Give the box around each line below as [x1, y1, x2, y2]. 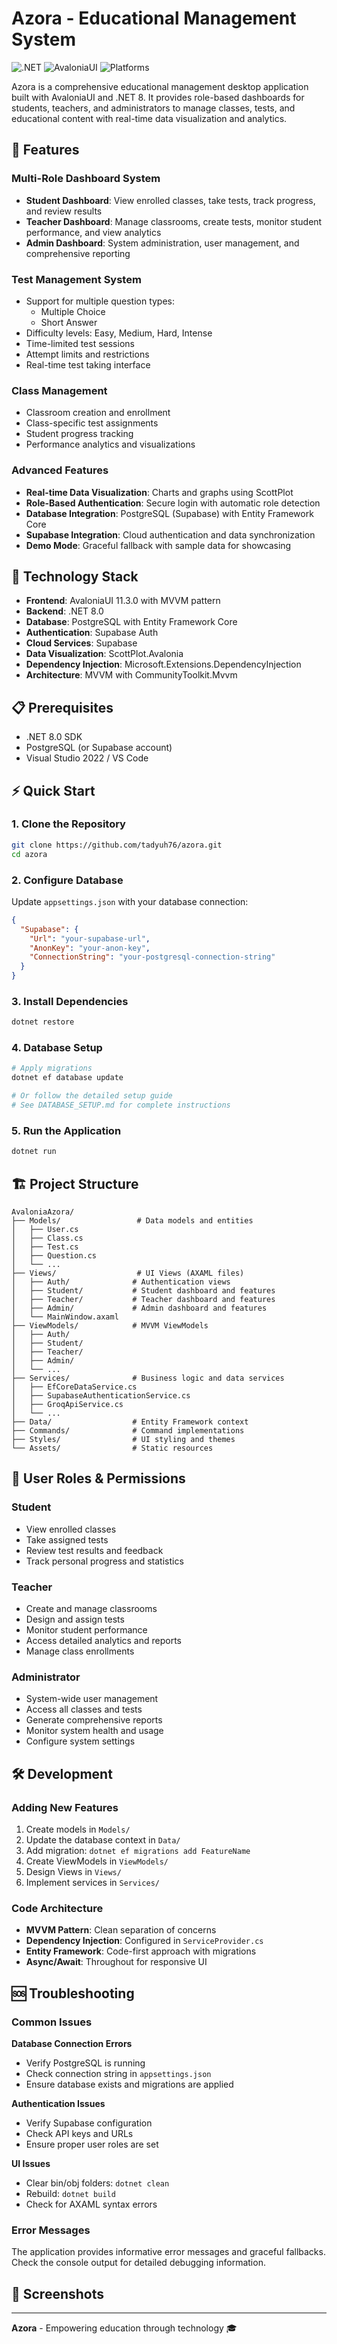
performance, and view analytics [25, 226, 162, 238]
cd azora [11, 849, 48, 859]
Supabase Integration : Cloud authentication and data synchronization [25, 528, 316, 541]
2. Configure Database [11, 873, 124, 887]
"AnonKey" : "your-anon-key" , [29, 943, 151, 953]
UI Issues [11, 2157, 51, 2169]
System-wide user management [25, 1693, 159, 1705]
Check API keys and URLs [25, 2127, 134, 2139]
